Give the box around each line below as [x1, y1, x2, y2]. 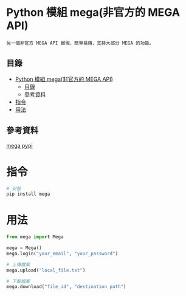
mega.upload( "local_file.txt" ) [6, 267, 86, 274]
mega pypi [6, 142, 33, 149]
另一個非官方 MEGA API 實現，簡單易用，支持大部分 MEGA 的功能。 [6, 40, 154, 46]
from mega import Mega [6, 234, 64, 240]
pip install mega [6, 191, 50, 198]
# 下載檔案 [6, 278, 30, 284]
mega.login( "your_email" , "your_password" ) [6, 250, 119, 256]
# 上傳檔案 [6, 261, 30, 267]
